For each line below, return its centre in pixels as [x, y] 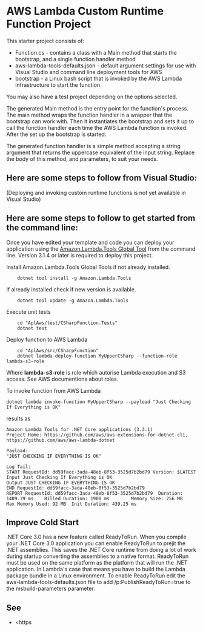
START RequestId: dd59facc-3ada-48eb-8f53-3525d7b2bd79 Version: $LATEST [101, 472]
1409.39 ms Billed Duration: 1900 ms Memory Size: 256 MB [95, 498]
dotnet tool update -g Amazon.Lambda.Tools [73, 301]
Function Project [48, 24]
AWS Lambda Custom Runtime [85, 11]
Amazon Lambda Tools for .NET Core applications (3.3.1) [80, 429]
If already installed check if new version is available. [71, 289]
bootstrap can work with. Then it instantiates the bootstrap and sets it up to [100, 121]
